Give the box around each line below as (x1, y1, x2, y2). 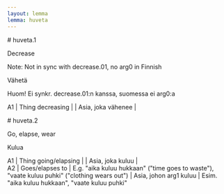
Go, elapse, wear (7, 130, 56, 138)
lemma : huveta (7, 17, 49, 24)
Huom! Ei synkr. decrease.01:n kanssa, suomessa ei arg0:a (7, 89, 175, 98)
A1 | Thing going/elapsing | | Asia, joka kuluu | (7, 157, 138, 165)
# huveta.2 (7, 116, 38, 125)
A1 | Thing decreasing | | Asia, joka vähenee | (7, 103, 137, 111)
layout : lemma (7, 10, 49, 17)
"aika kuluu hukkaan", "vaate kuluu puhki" (7, 178, 127, 187)
